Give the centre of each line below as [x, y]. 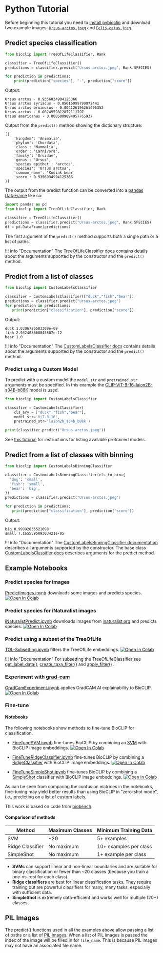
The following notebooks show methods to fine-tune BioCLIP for [70, 728]
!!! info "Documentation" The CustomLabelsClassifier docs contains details [80, 346]
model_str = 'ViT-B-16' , [37, 417]
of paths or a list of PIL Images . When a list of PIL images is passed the [76, 935]
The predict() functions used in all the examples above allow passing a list [79, 930]
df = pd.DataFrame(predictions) [38, 227]
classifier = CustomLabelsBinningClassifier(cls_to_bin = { [65, 475]
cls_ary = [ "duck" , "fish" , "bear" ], [50, 412]
